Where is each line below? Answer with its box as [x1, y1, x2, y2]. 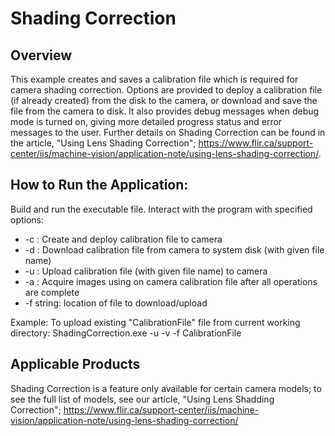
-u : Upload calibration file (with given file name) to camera [24, 265, 268, 277]
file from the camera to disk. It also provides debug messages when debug [10, 105, 320, 117]
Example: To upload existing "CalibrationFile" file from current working [10, 316, 301, 328]
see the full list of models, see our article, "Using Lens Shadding [10, 393, 275, 405]
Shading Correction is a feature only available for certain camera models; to [10, 382, 322, 394]
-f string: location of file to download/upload [24, 297, 208, 309]
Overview [10, 47, 73, 64]
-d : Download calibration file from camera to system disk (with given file [24, 243, 325, 256]
